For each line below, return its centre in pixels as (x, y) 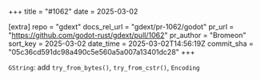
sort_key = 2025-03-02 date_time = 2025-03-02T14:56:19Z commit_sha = (131, 44)
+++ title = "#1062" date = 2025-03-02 (73, 11)
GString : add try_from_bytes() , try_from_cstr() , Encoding (104, 67)
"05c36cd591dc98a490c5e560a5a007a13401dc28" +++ (102, 52)
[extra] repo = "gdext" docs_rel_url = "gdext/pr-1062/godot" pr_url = (121, 27)
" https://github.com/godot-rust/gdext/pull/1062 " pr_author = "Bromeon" (127, 35)
